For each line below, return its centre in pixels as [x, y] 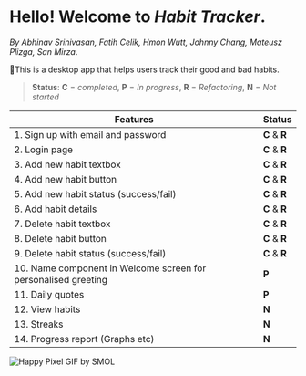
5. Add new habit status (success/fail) [95, 193]
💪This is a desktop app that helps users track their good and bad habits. [144, 69]
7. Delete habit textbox [62, 224]
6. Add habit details [56, 209]
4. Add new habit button [66, 179]
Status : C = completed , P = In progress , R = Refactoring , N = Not [154, 87]
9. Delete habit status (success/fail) [90, 253]
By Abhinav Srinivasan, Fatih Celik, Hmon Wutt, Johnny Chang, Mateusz [146, 42]
